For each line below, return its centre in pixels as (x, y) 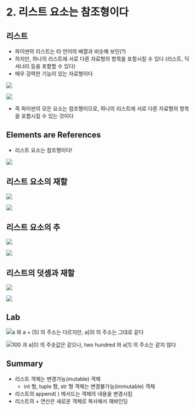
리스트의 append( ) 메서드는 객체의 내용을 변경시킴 (73, 393)
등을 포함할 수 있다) (53, 66)
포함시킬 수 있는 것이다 (48, 116)
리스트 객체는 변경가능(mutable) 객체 (58, 379)
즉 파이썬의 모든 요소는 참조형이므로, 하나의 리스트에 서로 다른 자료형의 (96, 108)
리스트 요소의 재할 (37, 182)
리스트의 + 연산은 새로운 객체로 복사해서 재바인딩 (71, 401)
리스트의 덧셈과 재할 (40, 273)
